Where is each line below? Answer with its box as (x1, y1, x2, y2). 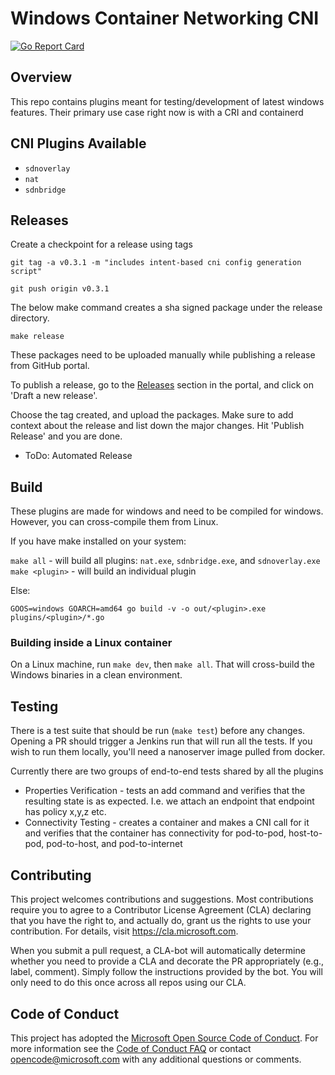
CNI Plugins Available (10, 135, 147, 152)
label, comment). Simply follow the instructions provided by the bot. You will (10, 966, 323, 978)
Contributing (10, 867, 92, 884)
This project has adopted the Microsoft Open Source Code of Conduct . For (10, 1032, 319, 1044)
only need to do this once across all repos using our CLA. (10, 977, 247, 989)
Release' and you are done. (10, 430, 123, 442)
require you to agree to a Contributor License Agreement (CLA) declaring (10, 904, 312, 916)
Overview (10, 69, 73, 86)
